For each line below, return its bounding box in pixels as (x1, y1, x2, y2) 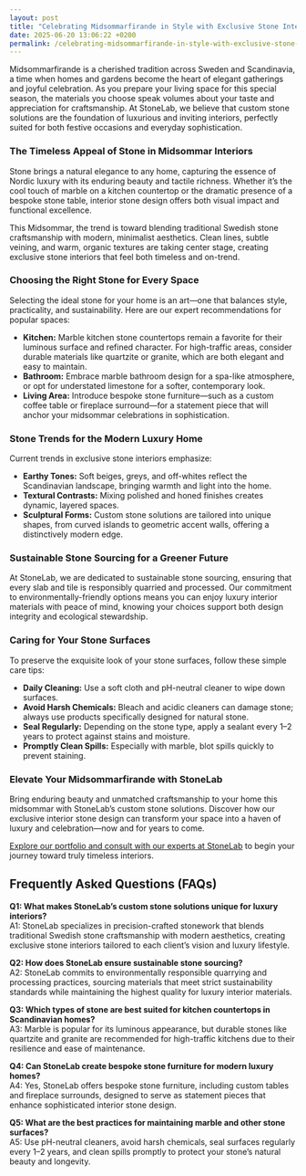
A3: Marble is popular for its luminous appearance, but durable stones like (9, 1024, 287, 1034)
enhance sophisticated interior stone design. (9, 1099, 178, 1110)
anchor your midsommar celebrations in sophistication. (22, 409, 229, 420)
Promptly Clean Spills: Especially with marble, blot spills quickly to (22, 740, 275, 751)
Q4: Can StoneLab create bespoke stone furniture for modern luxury (9, 1060, 274, 1071)
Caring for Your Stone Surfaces (9, 634, 151, 646)
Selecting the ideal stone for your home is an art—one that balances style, (9, 294, 288, 306)
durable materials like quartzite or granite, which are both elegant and (22, 351, 284, 362)
